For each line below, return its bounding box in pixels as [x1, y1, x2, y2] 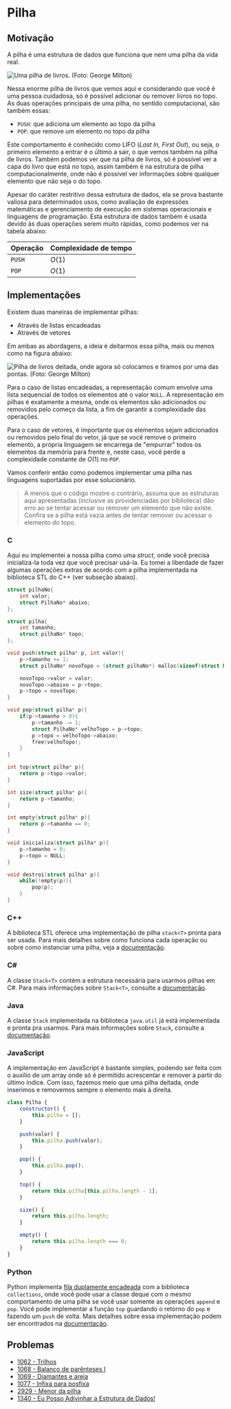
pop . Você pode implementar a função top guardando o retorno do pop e [7, 1304, 211, 1313]
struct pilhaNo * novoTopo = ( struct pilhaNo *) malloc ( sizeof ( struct [19, 662, 220, 669]
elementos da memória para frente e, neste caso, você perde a [7, 448, 186, 456]
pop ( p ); [32, 884, 54, 891]
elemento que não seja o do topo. [7, 177, 102, 185]
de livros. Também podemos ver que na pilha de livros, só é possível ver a [7, 155, 217, 163]
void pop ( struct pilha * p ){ [7, 707, 88, 713]
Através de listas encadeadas [16, 321, 101, 329]
